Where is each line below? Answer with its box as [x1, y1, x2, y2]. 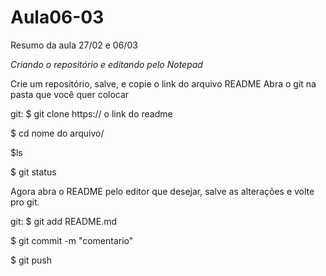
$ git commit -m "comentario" [10, 234, 134, 246]
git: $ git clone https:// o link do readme [10, 107, 173, 120]
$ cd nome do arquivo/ [10, 127, 105, 139]
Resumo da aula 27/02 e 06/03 [10, 39, 138, 51]
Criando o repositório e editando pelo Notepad [10, 58, 203, 70]
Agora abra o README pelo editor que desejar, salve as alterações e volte [10, 185, 315, 197]
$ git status [10, 166, 57, 178]
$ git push [10, 254, 52, 266]
